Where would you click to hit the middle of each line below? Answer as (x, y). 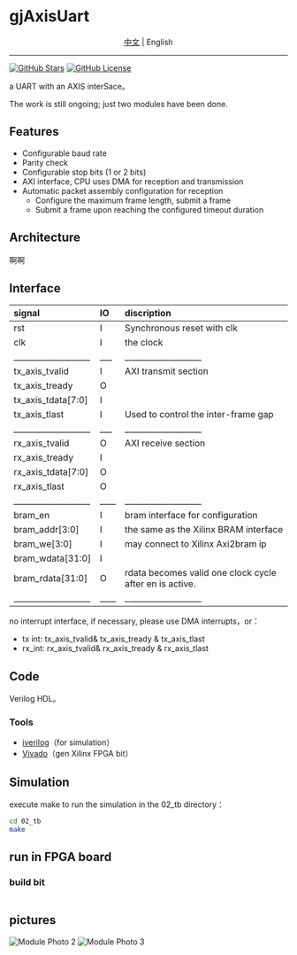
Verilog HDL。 (35, 699)
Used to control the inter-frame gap (199, 415)
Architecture (45, 238)
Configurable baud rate (65, 153)
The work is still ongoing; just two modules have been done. (118, 104)
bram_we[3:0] (43, 544)
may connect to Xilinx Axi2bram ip (196, 544)
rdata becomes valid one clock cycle (201, 573)
